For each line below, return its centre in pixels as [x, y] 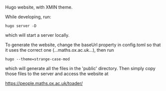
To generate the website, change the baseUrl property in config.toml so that [83, 45]
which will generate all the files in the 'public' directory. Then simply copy [80, 68]
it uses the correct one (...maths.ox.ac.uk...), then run [60, 50]
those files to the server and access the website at [57, 74]
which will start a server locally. [37, 35]
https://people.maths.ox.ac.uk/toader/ [44, 83]
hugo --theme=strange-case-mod [38, 59]
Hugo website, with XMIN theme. [39, 7]
